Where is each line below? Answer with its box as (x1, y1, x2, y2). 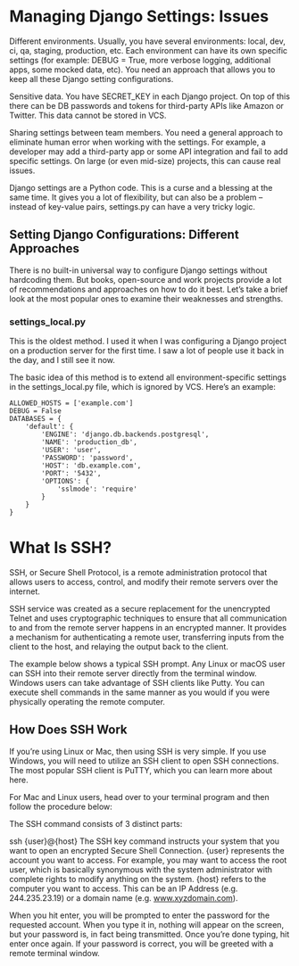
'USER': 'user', (41, 446, 102, 455)
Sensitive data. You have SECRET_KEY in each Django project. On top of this (9, 91, 290, 102)
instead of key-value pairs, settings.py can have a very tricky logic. (9, 201, 256, 211)
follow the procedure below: (9, 801, 113, 812)
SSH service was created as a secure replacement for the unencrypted (9, 603, 270, 614)
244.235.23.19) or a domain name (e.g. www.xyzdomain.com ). (9, 892, 238, 903)
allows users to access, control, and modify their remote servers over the (9, 576, 278, 587)
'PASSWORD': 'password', (41, 453, 134, 463)
